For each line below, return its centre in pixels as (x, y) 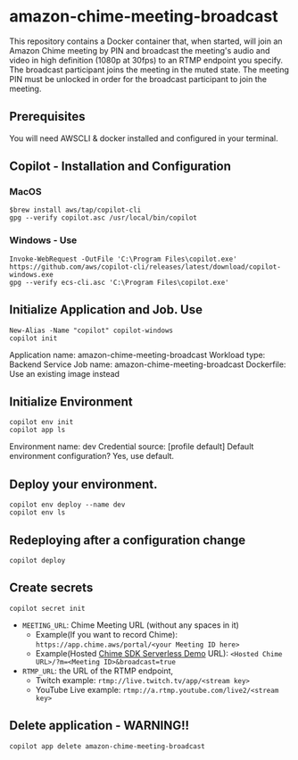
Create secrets (51, 588)
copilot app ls (37, 430)
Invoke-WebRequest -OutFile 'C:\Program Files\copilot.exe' (124, 259)
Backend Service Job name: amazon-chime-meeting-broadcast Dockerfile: (148, 364)
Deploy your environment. (83, 484)
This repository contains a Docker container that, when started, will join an (146, 41)
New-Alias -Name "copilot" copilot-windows (91, 330)
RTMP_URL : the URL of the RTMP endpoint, (98, 671)
